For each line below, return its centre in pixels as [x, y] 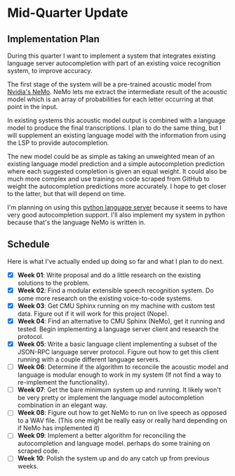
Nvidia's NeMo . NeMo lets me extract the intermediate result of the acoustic [117, 92]
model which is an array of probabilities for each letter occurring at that [110, 99]
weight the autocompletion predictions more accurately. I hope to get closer [117, 186]
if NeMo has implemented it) [59, 428]
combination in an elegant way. [62, 405]
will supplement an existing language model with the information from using [117, 135]
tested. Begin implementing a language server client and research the [118, 329]
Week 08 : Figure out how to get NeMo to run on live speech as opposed [122, 413]
